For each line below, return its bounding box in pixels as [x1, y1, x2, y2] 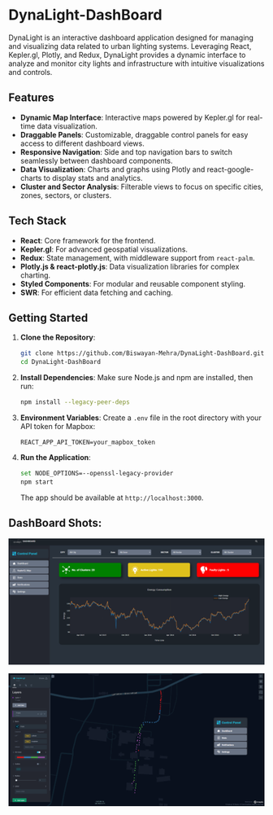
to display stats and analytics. [43, 173, 143, 182]
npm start [19, 478, 54, 486]
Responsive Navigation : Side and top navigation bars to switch [19, 147, 233, 156]
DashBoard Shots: [8, 516, 102, 530]
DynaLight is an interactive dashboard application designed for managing [8, 33, 254, 42]
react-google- [206, 164, 254, 174]
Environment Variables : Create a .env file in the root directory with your [19, 413, 262, 423]
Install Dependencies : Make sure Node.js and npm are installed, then [19, 373, 253, 383]
